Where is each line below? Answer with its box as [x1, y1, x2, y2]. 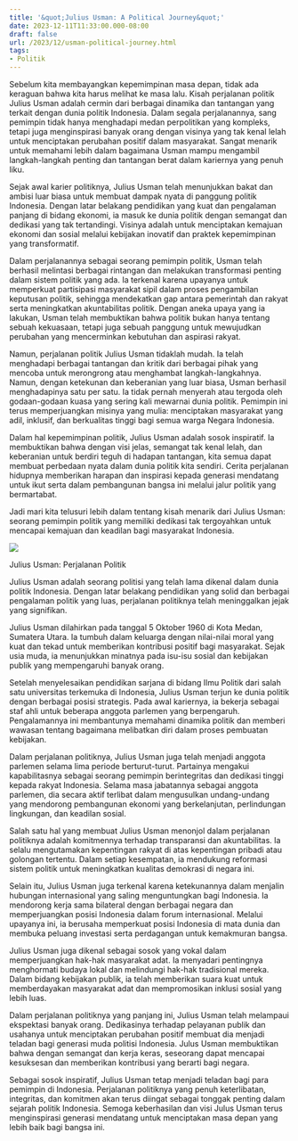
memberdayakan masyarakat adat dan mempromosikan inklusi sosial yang [9, 983, 282, 994]
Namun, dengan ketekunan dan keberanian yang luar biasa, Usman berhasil [9, 377, 286, 388]
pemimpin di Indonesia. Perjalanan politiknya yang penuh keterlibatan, [9, 1084, 266, 1095]
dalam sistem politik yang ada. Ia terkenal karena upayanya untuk [9, 275, 249, 285]
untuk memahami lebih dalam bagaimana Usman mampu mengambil [9, 145, 260, 156]
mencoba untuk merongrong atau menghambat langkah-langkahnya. [9, 367, 262, 378]
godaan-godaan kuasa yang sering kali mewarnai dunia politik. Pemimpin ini [9, 396, 288, 406]
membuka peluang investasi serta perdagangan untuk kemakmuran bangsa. [9, 928, 287, 939]
